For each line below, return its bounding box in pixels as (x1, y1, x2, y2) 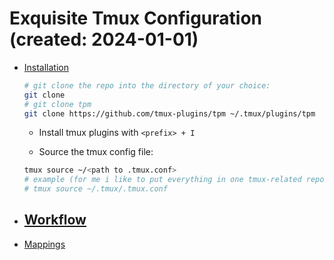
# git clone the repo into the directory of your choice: (23, 80, 271, 91)
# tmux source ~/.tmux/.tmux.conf (23, 184, 168, 194)
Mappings (23, 238, 66, 250)
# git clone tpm (23, 99, 92, 109)
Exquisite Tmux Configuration (9, 7, 263, 30)
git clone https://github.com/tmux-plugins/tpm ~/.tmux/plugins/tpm (23, 108, 316, 119)
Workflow (23, 212, 87, 229)
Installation (23, 61, 70, 73)
